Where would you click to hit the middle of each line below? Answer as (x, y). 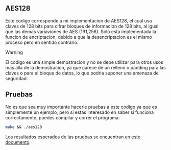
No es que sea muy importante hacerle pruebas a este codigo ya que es (81, 107)
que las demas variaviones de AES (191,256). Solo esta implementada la (81, 31)
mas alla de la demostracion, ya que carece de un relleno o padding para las (86, 67)
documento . (18, 142)
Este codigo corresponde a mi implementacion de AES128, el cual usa (79, 20)
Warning (14, 52)
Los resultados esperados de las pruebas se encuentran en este (73, 137)
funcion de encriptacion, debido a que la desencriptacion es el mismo (79, 37)
